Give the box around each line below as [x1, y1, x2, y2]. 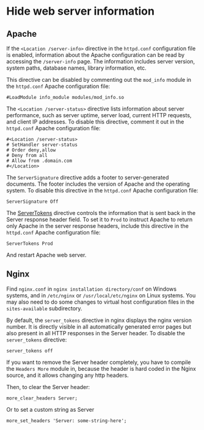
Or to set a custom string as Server [6, 406, 95, 413]
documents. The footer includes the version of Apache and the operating [6, 180, 191, 188]
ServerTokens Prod [6, 241, 53, 247]
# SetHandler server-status [6, 142, 78, 148]
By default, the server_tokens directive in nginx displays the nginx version [6, 316, 192, 324]
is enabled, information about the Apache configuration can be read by [6, 51, 185, 59]
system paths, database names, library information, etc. [6, 64, 147, 71]
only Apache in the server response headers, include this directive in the [6, 222, 189, 230]
